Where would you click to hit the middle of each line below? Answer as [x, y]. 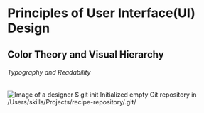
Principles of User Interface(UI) [101, 13]
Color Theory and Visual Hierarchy [86, 54]
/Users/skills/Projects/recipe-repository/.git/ [72, 102]
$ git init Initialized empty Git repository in [135, 95]
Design [29, 28]
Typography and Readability [49, 72]
